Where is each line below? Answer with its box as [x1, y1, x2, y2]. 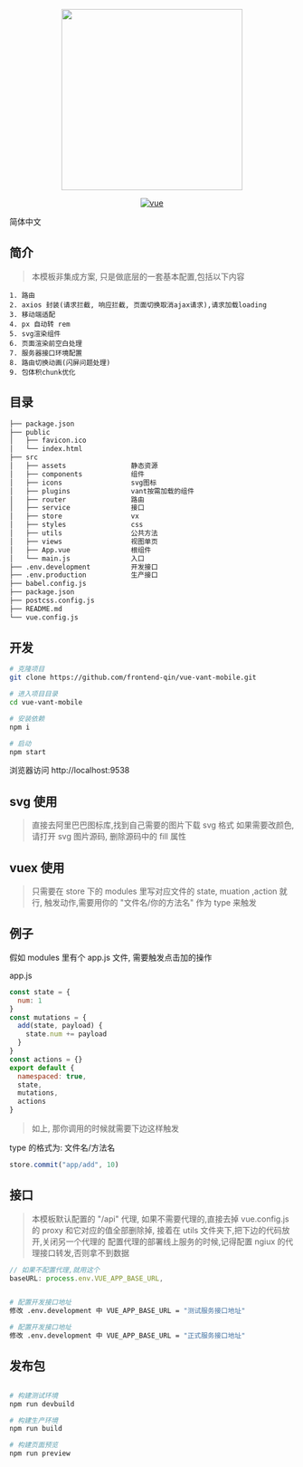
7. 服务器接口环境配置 [9, 349, 83, 358]
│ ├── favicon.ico [9, 436, 88, 446]
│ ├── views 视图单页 [9, 537, 158, 546]
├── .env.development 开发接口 [9, 562, 158, 571]
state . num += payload [25, 1030, 107, 1039]
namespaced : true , [17, 1071, 88, 1081]
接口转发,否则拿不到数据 [39, 1247, 129, 1258]
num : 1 [17, 996, 43, 1005]
